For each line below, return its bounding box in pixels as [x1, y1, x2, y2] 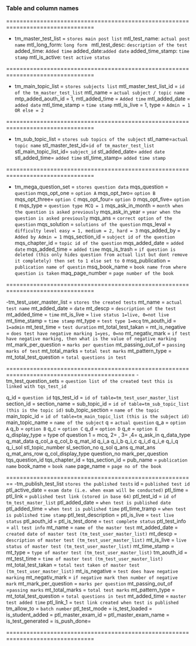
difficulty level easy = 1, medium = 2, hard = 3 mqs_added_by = [14, 227, 181, 234]
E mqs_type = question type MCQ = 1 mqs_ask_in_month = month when [14, 202, 183, 209]
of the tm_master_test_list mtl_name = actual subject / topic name [14, 89, 185, 96]
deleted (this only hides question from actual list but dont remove [14, 252, 188, 258]
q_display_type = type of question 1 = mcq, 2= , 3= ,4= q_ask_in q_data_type [6, 432, 191, 439]
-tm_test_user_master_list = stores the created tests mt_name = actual [6, 298, 183, 306]
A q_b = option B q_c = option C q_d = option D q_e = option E [6, 425, 158, 432]
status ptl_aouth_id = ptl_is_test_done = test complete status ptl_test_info [6, 518, 186, 525]
